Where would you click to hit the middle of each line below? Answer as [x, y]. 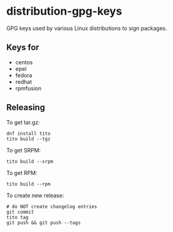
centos [24, 62]
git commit [20, 212]
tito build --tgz [29, 139]
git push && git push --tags [44, 223]
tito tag [17, 217]
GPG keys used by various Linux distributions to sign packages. [87, 28]
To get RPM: [22, 173]
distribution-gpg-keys [64, 11]
